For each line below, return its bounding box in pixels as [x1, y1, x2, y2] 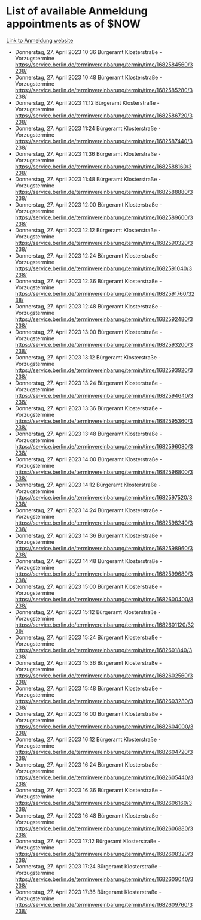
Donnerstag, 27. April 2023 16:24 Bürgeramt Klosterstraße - [14, 761, 162, 768]
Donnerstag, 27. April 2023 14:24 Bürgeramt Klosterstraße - [14, 506, 163, 513]
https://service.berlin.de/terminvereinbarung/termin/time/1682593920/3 [14, 367, 193, 374]
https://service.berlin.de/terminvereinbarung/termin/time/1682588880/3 [14, 188, 193, 195]
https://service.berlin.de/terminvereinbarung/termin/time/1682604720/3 [14, 748, 193, 755]
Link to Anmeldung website [6, 37, 74, 44]
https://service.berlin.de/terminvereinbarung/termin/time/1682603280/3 [14, 697, 193, 704]
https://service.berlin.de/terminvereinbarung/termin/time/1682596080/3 [14, 443, 193, 450]
